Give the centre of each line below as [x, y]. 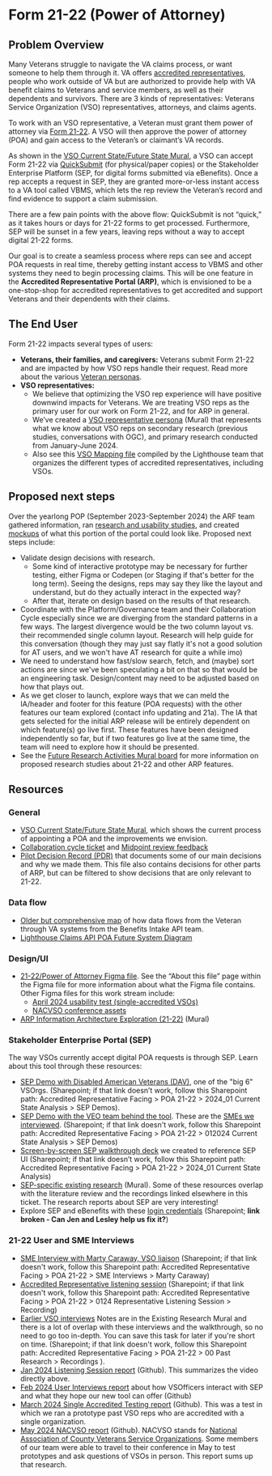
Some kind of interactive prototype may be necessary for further [140, 566]
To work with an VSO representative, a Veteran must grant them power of [131, 123]
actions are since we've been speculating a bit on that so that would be [138, 669]
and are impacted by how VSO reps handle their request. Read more [134, 368]
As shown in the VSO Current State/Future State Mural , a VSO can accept [131, 156]
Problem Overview [56, 45]
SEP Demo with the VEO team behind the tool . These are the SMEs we [137, 1116]
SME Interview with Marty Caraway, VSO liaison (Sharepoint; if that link [138, 1258]
